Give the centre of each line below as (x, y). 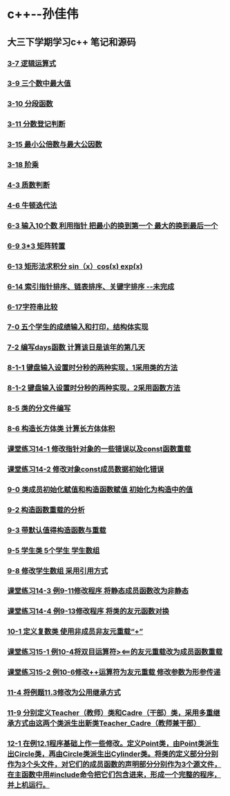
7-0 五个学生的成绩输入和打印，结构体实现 (78, 327)
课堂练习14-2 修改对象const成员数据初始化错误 (86, 469)
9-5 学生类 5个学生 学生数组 (54, 550)
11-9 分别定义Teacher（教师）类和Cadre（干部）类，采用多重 (110, 713)
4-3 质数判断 (29, 186)
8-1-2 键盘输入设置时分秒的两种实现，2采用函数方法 (94, 388)
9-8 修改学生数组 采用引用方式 (58, 570)
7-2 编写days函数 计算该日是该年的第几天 (76, 347)
